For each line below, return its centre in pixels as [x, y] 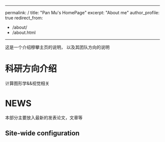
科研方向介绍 [31, 69]
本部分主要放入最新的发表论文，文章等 [44, 118]
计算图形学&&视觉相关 [27, 83]
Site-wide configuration [42, 133]
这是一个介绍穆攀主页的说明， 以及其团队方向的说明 [57, 47]
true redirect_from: [24, 18]
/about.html [24, 33]
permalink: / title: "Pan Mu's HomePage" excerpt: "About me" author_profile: [82, 12]
